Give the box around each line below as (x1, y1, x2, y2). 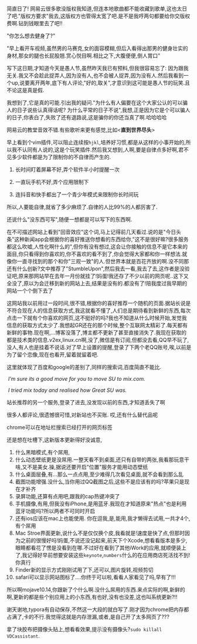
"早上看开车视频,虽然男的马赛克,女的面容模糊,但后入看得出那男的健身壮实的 (6, 45, 188, 52)
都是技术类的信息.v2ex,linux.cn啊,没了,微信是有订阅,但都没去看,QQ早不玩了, (6, 337, 189, 343)
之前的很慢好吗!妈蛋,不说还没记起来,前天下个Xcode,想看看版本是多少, (20, 537, 188, 544)
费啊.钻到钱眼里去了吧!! (6, 20, 63, 26)
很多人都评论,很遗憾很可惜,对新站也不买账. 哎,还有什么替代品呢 (6, 411, 158, 418)
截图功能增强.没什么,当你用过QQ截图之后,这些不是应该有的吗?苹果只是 (15, 478, 185, 485)
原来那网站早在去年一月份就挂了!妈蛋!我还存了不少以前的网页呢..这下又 (18, 273, 189, 279)
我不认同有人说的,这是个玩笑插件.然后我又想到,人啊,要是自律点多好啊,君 (11, 146, 184, 153)
